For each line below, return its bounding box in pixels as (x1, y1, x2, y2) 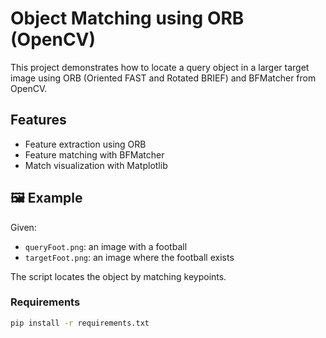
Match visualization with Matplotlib (24, 159, 168, 171)
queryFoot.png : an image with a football (24, 240, 188, 252)
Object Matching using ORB (10, 7, 245, 30)
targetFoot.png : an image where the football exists (24, 251, 235, 263)
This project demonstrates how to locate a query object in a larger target (10, 61, 310, 73)
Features (10, 112, 67, 129)
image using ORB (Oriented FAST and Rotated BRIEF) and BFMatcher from (10, 72, 317, 84)
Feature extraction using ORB (24, 138, 147, 150)
